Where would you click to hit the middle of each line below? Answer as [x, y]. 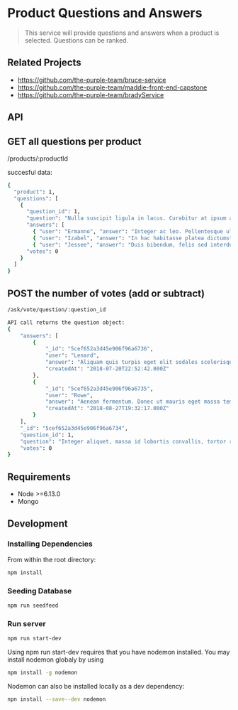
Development [38, 524]
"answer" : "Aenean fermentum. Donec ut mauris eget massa [132, 402]
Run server [27, 623]
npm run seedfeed [33, 606]
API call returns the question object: [66, 322]
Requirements [39, 477]
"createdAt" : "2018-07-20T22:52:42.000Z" [107, 369]
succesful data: [30, 172]
